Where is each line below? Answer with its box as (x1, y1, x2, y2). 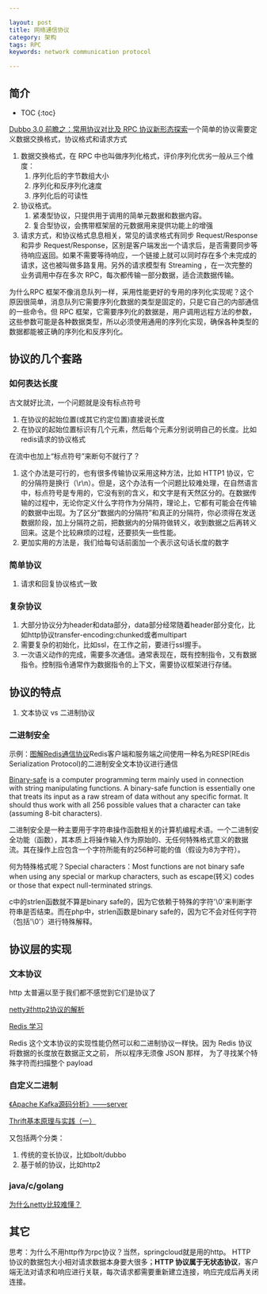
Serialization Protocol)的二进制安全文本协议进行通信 (9, 759, 178, 768)
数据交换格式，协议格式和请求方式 (15, 134, 128, 144)
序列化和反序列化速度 (32, 180, 102, 191)
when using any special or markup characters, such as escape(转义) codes (9, 872, 254, 881)
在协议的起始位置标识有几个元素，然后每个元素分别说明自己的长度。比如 (20, 424, 257, 433)
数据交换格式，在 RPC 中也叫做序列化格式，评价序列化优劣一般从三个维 (20, 151, 254, 160)
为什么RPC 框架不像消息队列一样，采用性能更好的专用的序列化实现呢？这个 (9, 287, 254, 296)
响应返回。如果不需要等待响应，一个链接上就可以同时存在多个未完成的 (27, 250, 257, 260)
